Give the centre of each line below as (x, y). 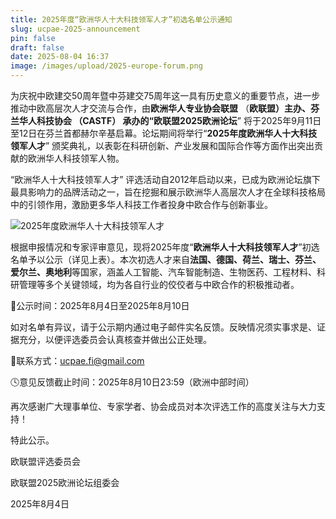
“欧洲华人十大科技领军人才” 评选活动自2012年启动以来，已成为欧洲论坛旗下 (165, 179)
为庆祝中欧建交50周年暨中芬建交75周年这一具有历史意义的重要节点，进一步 (165, 95)
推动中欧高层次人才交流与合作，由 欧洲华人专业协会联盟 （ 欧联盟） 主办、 (160, 108)
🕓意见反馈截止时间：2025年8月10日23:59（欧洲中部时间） (132, 382)
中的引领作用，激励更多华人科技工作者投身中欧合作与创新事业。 (141, 204)
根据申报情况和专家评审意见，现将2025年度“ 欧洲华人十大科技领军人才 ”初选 (165, 247)
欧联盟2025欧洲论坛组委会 (65, 482)
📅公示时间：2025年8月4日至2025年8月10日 (100, 305)
